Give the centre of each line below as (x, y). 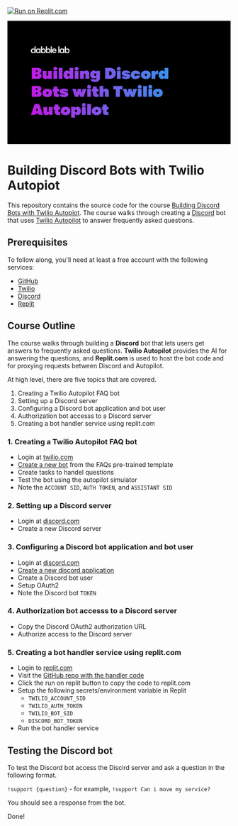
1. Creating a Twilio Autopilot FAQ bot (72, 441)
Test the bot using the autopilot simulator (77, 480)
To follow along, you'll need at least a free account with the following (108, 260)
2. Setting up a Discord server (59, 505)
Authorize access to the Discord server (75, 634)
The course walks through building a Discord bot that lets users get (106, 343)
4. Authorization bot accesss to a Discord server (92, 611)
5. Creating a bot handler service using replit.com (95, 652)
